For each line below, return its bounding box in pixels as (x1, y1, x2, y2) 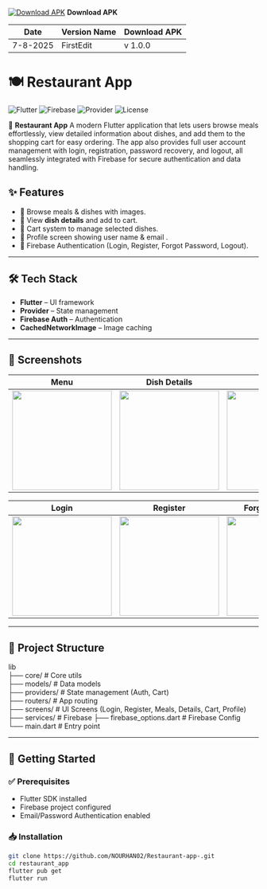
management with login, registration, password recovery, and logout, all (8, 146, 243, 155)
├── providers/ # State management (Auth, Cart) (8, 688, 169, 697)
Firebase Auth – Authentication (19, 314, 123, 324)
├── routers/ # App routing (8, 696, 98, 706)
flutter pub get (8, 867, 62, 875)
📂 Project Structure (8, 641, 105, 654)
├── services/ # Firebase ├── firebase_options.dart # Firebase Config (8, 713, 241, 723)
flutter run (8, 874, 48, 883)
